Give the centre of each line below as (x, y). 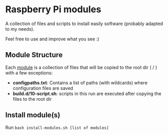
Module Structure (34, 55)
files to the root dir (32, 99)
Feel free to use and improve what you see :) (52, 39)
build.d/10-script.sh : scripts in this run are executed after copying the (87, 94)
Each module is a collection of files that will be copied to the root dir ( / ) (81, 67)
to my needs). (20, 29)
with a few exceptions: (29, 73)
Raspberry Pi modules (53, 9)
